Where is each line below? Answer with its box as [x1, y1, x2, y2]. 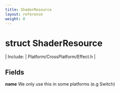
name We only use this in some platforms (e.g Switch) [5, 81, 115, 87]
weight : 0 [5, 16, 26, 21]
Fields [5, 68, 25, 76]
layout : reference [5, 12, 43, 17]
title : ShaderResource [5, 7, 52, 12]
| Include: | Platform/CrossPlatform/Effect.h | [5, 54, 96, 60]
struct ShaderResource [5, 37, 103, 49]
